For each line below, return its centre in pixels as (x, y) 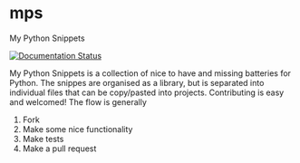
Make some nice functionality (77, 129)
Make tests (43, 139)
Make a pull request (59, 149)
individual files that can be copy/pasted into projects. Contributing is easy (147, 92)
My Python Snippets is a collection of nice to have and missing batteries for (150, 73)
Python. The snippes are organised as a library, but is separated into (137, 82)
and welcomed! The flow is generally (78, 101)
